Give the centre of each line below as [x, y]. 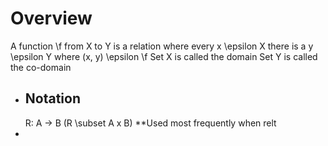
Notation [53, 98]
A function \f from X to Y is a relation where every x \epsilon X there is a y [162, 46]
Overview [51, 18]
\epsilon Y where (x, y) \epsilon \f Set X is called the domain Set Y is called [164, 56]
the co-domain [41, 67]
